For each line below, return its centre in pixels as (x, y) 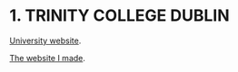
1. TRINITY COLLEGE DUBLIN (119, 16)
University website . (45, 40)
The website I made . (48, 58)
